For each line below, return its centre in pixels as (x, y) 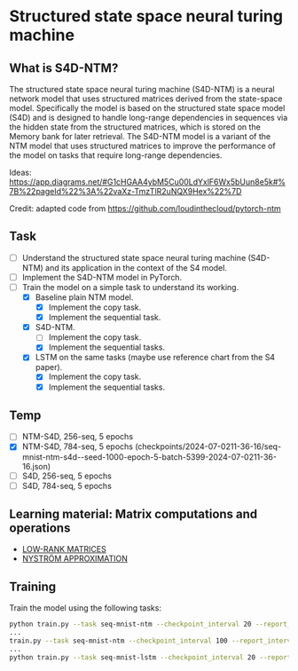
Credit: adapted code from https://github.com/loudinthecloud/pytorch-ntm (145, 209)
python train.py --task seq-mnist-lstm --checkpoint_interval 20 (132, 657)
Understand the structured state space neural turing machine (134, 257)
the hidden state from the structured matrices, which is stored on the (135, 127)
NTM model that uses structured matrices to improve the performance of (143, 146)
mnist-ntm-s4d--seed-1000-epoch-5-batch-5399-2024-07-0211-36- (149, 457)
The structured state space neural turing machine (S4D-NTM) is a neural (142, 89)
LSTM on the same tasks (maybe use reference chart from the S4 (155, 358)
